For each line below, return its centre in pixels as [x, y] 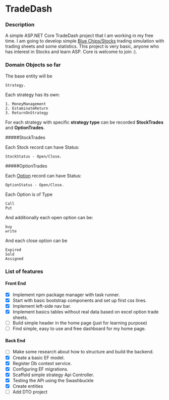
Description [20, 25]
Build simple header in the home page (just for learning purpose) [80, 323]
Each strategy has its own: [33, 95]
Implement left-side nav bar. [42, 306]
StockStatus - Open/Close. [34, 156]
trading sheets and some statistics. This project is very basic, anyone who [82, 47]
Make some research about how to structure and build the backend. [83, 352]
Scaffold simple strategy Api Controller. [53, 375]
